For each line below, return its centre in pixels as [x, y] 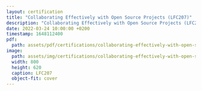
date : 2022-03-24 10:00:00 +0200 [48, 28]
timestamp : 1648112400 [35, 34]
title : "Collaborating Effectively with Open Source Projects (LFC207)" [99, 17]
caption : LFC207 [32, 73]
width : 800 [25, 62]
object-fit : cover [35, 78]
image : [14, 51]
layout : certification [35, 12]
